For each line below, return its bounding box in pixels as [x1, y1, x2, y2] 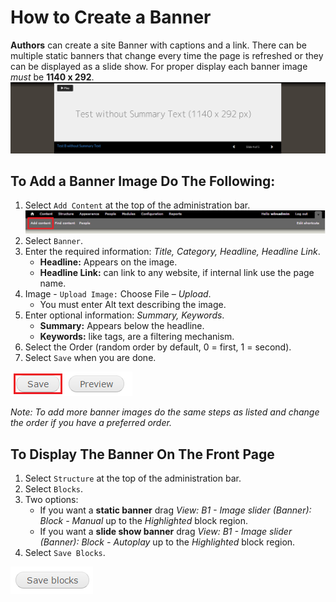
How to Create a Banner [10, 6, 212, 29]
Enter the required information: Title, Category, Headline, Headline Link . [24, 246, 321, 258]
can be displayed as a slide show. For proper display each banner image [10, 60, 308, 72]
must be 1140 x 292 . [10, 71, 95, 83]
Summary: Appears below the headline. [39, 320, 205, 332]
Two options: [24, 494, 79, 506]
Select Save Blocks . [24, 547, 106, 559]
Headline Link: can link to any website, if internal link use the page [39, 267, 315, 279]
